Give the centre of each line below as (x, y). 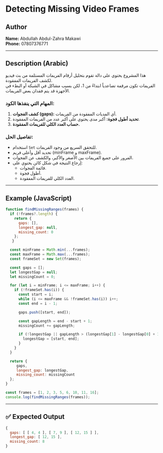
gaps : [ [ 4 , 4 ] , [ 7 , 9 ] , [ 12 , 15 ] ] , (54, 433)
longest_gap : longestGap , (42, 370)
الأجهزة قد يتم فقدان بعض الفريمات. (38, 90)
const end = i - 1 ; (38, 303)
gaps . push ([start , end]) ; (44, 312)
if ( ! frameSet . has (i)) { (39, 290)
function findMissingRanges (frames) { (44, 209)
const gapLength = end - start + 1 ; (55, 321)
